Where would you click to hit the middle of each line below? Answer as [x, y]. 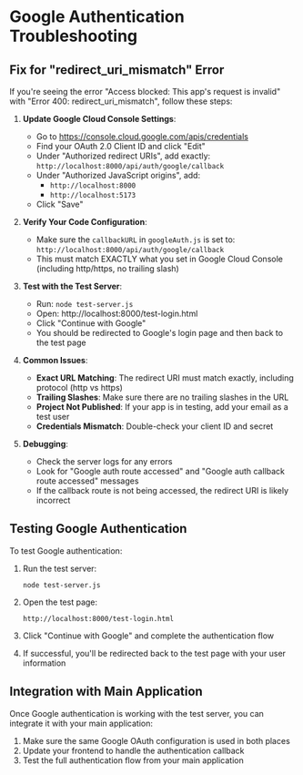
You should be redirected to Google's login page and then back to [160, 333]
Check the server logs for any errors [104, 461]
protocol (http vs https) [79, 387]
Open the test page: [60, 602]
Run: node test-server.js [85, 304]
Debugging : [45, 444]
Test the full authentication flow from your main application [133, 760]
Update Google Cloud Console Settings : [99, 119]
